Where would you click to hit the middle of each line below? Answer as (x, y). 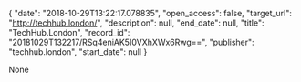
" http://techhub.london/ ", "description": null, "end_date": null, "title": (136, 23)
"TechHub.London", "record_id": (69, 32)
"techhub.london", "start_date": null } (78, 52)
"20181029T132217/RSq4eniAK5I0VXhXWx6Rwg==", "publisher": (131, 42)
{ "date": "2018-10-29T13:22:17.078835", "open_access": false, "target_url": (150, 13)
